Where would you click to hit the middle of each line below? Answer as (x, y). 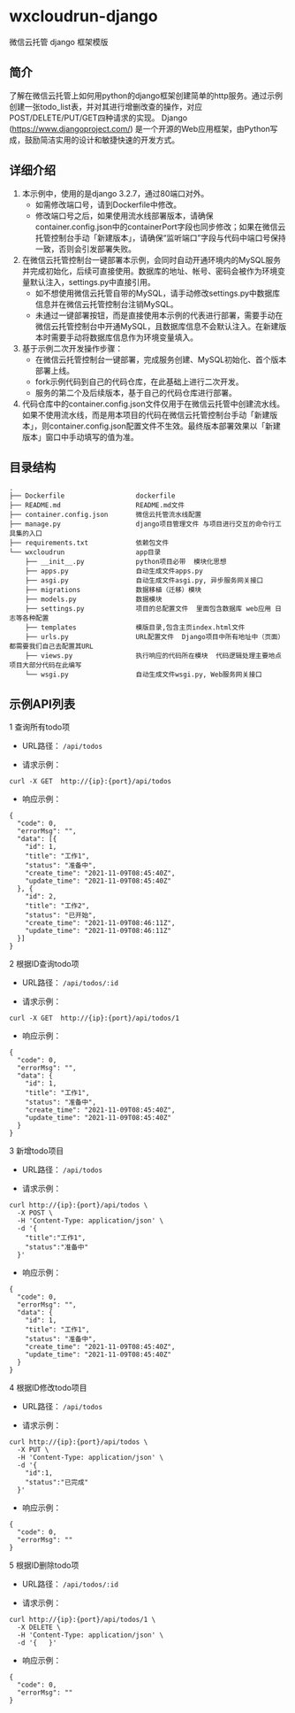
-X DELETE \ (39, 1628)
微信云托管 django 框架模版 (59, 42)
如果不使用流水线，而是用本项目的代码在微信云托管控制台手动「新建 (146, 414)
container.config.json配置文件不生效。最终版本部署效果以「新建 (165, 426)
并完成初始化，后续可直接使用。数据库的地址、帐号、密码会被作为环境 (150, 271)
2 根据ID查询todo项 (44, 964)
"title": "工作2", (57, 906)
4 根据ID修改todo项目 (48, 1388)
